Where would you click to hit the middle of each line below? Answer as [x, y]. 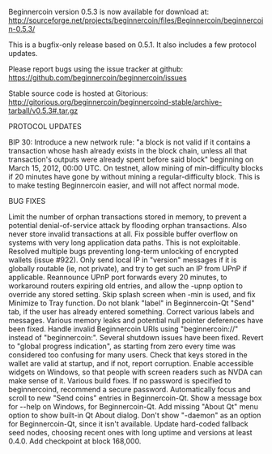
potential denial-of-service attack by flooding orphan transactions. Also [127, 225]
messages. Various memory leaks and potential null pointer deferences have [136, 320]
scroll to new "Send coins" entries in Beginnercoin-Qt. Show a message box [135, 398]
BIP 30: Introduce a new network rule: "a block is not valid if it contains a [130, 142]
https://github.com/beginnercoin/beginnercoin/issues [98, 78]
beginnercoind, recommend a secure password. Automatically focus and [130, 389]
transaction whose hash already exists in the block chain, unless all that [128, 151]
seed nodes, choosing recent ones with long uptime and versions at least [130, 432]
